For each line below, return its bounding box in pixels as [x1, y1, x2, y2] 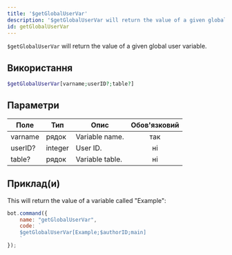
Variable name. [75, 132, 124, 141]
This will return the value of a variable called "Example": [7, 196, 167, 204]
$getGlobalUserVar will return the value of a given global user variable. [7, 42, 207, 51]
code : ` [19, 222, 41, 229]
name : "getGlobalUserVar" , [19, 216, 97, 223]
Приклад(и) [7, 178, 61, 190]
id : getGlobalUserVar [7, 23, 70, 30]
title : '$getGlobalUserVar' [7, 10, 88, 17]
